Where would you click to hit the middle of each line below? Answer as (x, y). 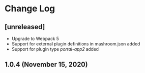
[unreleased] (25, 27)
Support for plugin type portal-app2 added (55, 49)
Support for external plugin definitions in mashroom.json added (76, 44)
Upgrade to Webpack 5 (35, 38)
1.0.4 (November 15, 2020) (46, 65)
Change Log (30, 9)
